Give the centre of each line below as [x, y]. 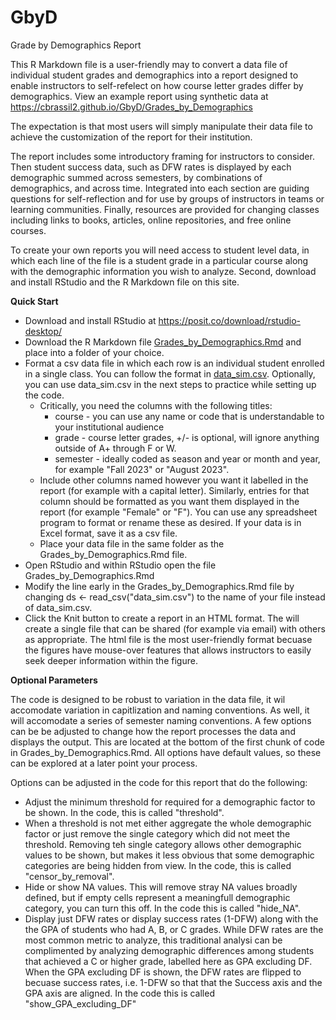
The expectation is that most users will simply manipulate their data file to [161, 126]
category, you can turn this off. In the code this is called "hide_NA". [163, 908]
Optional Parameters [54, 680]
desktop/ [43, 331]
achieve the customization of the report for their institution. [131, 137]
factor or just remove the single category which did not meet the [157, 833]
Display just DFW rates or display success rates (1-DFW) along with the [171, 918]
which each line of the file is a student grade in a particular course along [159, 260]
